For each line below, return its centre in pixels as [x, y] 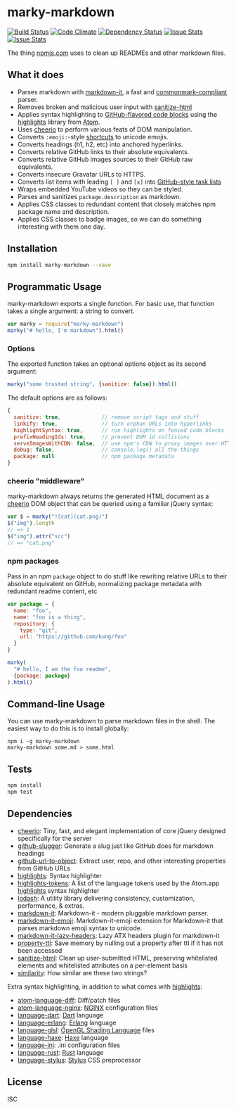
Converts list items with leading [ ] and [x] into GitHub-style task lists [119, 182]
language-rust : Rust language [60, 1052]
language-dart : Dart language [60, 1015]
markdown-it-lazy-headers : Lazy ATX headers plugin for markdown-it [118, 935]
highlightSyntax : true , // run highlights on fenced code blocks [119, 430]
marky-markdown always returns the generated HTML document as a [108, 496]
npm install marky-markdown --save [59, 265]
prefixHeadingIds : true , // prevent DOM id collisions [102, 437]
